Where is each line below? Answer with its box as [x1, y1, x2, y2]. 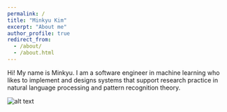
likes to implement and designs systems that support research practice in [7, 76, 219, 84]
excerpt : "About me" [7, 23, 68, 30]
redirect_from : [7, 36, 52, 43]
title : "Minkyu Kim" [7, 17, 68, 24]
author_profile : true [7, 29, 71, 37]
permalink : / [7, 10, 45, 17]
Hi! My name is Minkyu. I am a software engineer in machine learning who [7, 68, 220, 77]
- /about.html [13, 50, 54, 57]
